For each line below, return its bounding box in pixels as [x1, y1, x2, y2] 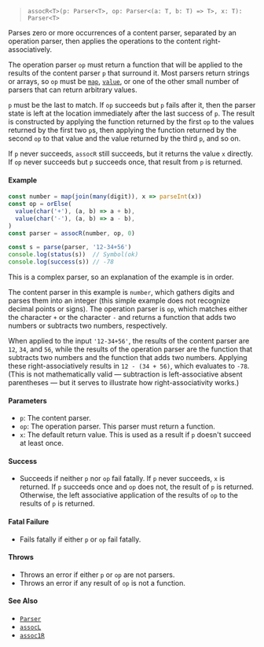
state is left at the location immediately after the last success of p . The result [8, 108, 255, 118]
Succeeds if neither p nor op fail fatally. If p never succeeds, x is [19, 474, 225, 483]
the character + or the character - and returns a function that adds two [8, 313, 236, 322]
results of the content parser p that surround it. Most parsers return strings [8, 68, 250, 78]
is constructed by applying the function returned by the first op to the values [8, 117, 255, 126]
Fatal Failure [8, 517, 49, 527]
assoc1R [19, 632, 45, 640]
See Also [8, 596, 38, 605]
